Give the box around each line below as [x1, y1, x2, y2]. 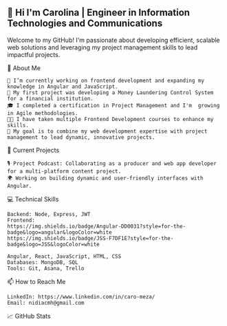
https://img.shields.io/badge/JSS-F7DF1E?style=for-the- [7, 235, 174, 241]
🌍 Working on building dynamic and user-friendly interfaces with [7, 175, 204, 182]
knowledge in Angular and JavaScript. [7, 83, 118, 90]
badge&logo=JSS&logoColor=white [7, 241, 100, 248]
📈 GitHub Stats [7, 312, 51, 320]
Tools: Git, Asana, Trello [7, 265, 85, 272]
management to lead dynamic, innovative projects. [7, 133, 155, 141]
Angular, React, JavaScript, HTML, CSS [7, 252, 122, 260]
